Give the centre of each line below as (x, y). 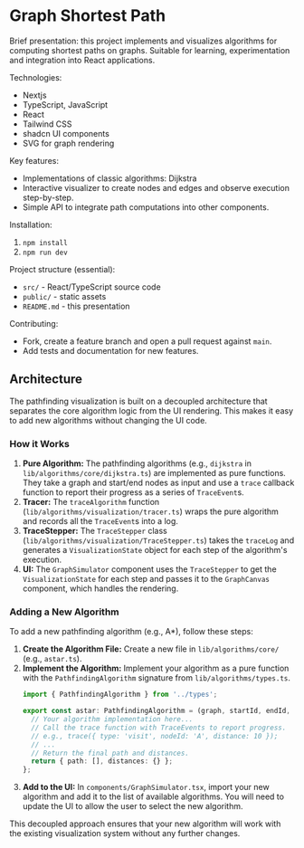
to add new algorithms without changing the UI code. (109, 420)
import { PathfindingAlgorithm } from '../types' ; (120, 695)
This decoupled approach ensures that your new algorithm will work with (145, 824)
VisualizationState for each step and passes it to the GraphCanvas (146, 579)
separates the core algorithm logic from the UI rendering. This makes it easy (152, 410)
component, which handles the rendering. (100, 588)
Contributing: (34, 323)
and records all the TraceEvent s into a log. (100, 521)
